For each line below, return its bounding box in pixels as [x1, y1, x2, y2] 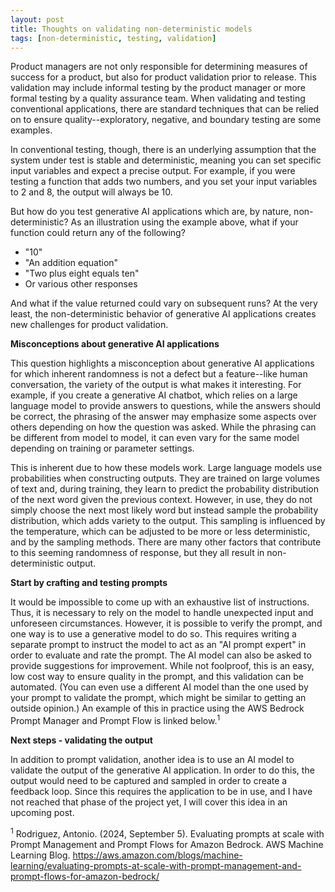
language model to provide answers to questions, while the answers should [10, 400, 322, 412]
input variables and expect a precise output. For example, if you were [10, 165, 296, 177]
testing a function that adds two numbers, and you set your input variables [10, 176, 318, 188]
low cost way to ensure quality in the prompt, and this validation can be [10, 671, 304, 683]
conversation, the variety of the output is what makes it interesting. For [10, 379, 302, 391]
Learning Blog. [10, 849, 71, 861]
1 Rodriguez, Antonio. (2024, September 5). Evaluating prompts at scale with [10, 826, 325, 840]
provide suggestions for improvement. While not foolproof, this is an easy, [10, 660, 315, 672]
